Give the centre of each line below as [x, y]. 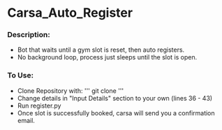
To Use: [20, 75]
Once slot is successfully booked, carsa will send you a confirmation [116, 113]
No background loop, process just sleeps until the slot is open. [107, 57]
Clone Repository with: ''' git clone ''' [71, 91]
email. [26, 120]
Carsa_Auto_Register [70, 13]
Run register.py [39, 106]
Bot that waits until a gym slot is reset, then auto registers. [101, 50]
